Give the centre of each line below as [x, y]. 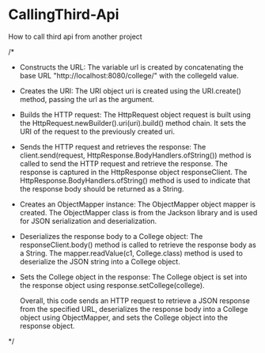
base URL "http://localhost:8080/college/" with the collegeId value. [129, 75]
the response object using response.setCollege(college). [112, 285]
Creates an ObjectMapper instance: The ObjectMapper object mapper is [137, 204]
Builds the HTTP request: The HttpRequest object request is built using [135, 114]
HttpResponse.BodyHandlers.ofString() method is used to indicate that [135, 180]
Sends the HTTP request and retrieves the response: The [113, 146]
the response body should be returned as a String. [102, 188]
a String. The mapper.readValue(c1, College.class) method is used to [131, 253]
